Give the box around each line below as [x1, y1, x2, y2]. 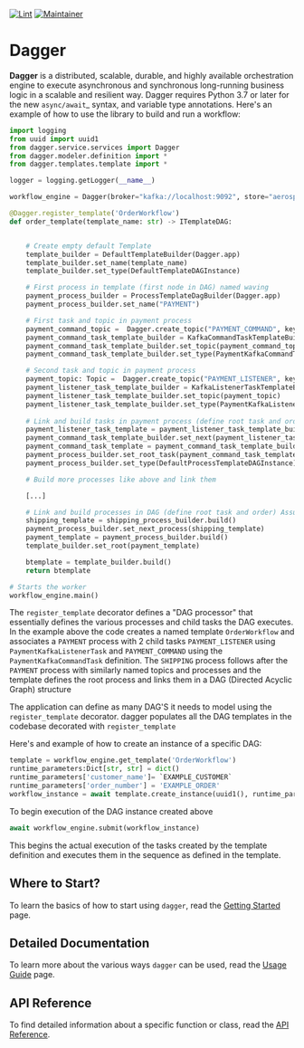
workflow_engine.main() [9, 591, 100, 600]
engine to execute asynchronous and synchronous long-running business [9, 80, 285, 91]
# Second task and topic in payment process [25, 367, 196, 376]
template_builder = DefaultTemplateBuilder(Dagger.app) [25, 250, 242, 259]
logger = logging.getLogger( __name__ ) [9, 176, 156, 186]
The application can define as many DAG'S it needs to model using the [9, 701, 272, 712]
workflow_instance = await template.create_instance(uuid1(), [9, 789, 249, 798]
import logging [9, 126, 67, 135]
